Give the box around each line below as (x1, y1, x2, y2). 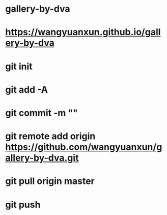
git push (5, 199, 41, 210)
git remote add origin (5, 130, 96, 142)
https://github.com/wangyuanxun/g (5, 141, 162, 153)
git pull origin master (5, 175, 95, 187)
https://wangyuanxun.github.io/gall (5, 26, 161, 38)
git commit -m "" (5, 107, 78, 119)
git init (5, 61, 33, 72)
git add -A (5, 84, 48, 95)
